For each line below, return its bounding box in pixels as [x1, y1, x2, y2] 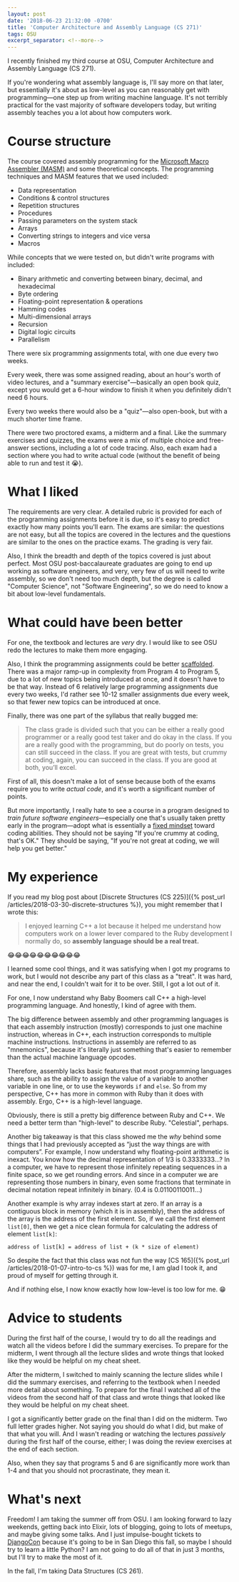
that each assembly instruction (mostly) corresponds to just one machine [7, 1022, 223, 1031]
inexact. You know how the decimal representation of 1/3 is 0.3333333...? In [7, 1155, 230, 1163]
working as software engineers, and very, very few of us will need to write [7, 567, 225, 575]
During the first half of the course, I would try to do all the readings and [7, 1333, 216, 1342]
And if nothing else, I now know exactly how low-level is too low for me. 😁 [7, 1285, 226, 1293]
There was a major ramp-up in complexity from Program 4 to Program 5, [7, 667, 220, 676]
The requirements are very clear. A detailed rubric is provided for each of [7, 508, 223, 516]
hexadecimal [17, 282, 56, 291]
